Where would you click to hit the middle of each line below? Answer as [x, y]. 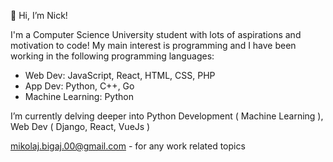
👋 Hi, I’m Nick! [39, 15]
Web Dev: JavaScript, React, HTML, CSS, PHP [120, 75]
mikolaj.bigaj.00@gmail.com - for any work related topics [128, 146]
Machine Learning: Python [79, 96]
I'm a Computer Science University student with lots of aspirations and [156, 34]
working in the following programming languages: [112, 56]
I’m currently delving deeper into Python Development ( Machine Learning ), [167, 116]
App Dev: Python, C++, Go [79, 86]
